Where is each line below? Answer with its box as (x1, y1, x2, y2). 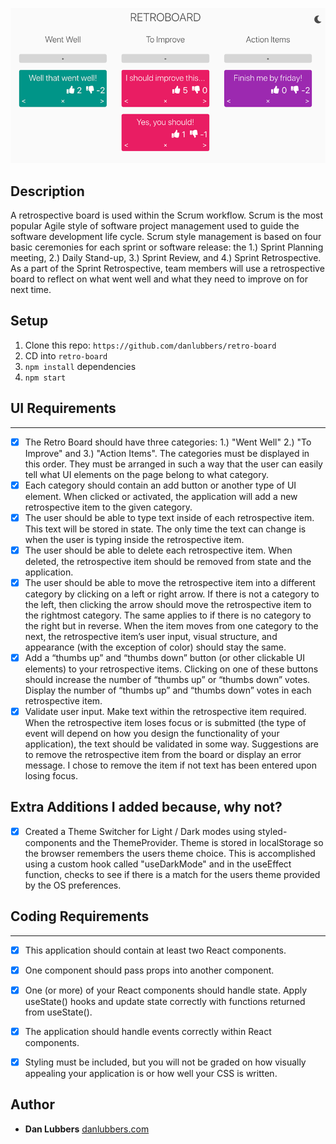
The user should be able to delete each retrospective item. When (24, 544, 293, 556)
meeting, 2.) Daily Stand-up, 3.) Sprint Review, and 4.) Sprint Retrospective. (10, 252, 322, 264)
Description (10, 183, 85, 200)
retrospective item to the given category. (24, 501, 193, 513)
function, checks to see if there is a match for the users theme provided (24, 868, 321, 880)
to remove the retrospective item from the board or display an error (24, 749, 302, 761)
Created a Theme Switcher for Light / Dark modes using (24, 825, 256, 837)
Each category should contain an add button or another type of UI (24, 479, 297, 491)
